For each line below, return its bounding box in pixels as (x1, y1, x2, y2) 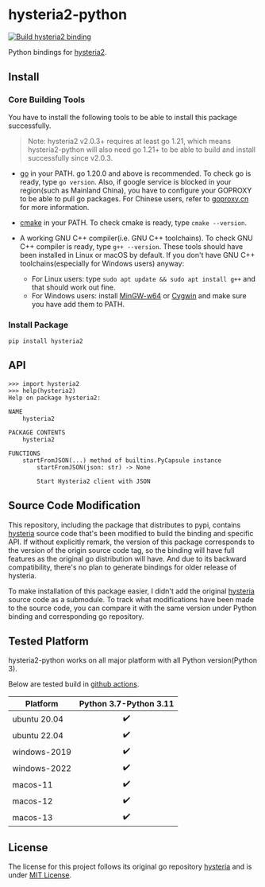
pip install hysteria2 (8, 337, 83, 345)
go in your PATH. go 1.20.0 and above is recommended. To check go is (19, 169, 252, 178)
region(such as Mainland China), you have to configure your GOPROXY (19, 185, 252, 195)
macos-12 (12, 796, 53, 807)
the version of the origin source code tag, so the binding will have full (8, 545, 235, 554)
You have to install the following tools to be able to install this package (8, 112, 238, 122)
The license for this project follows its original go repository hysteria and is (8, 862, 252, 872)
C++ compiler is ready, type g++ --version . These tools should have (19, 241, 244, 251)
